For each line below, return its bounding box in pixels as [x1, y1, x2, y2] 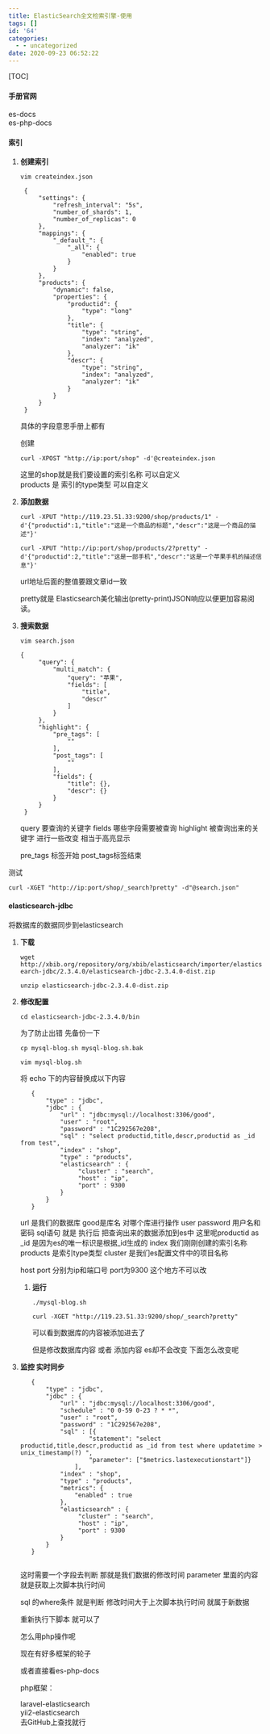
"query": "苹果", [67, 674, 123, 682]
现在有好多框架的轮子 [19, 1648, 91, 1658]
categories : [8, 34, 48, 43]
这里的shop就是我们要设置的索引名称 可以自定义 [19, 470, 181, 480]
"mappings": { [38, 229, 86, 238]
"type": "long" [81, 308, 133, 316]
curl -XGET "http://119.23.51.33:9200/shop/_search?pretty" [31, 1313, 239, 1321]
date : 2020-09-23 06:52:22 [8, 49, 99, 57]
